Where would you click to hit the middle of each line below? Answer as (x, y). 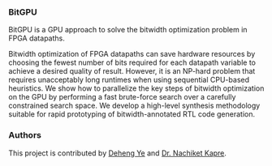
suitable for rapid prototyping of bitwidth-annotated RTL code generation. (132, 114)
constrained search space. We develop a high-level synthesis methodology (134, 106)
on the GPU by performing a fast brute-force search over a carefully (122, 97)
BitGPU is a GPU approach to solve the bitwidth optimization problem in (128, 30)
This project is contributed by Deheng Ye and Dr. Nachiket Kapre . (118, 153)
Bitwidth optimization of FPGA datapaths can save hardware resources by (132, 54)
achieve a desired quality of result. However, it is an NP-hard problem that (132, 71)
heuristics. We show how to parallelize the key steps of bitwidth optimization (136, 88)
